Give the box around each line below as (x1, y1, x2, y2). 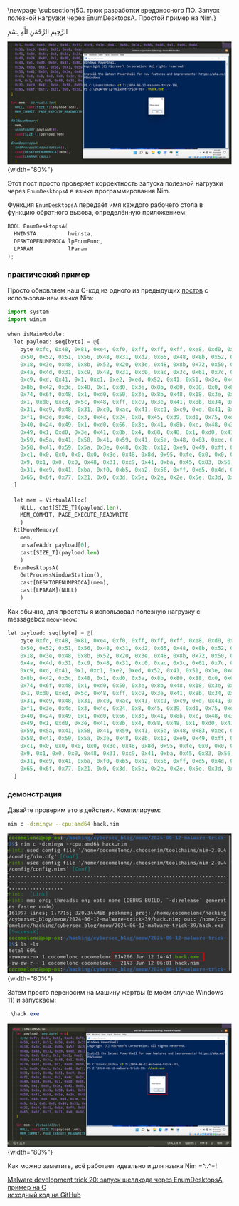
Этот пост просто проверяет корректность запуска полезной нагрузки (7, 179, 223, 188)
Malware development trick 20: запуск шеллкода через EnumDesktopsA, (7, 1175, 225, 1184)
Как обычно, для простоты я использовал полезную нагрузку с (7, 607, 201, 616)
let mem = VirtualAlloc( (14, 496, 87, 504)
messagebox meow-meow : (7, 614, 78, 623)
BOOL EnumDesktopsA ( (7, 223, 69, 230)
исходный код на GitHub (7, 1191, 81, 1200)
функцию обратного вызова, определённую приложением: (7, 208, 187, 217)
